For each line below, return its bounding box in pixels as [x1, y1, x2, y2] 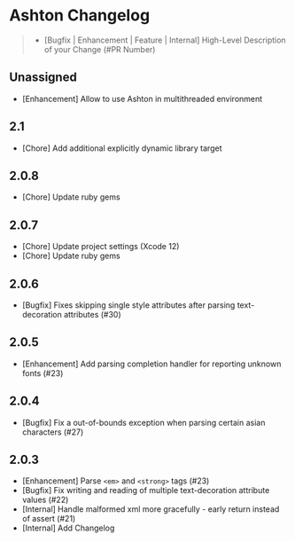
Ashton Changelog [9, 5, 151, 26]
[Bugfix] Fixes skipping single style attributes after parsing [21, 300, 236, 310]
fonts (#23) [21, 367, 64, 378]
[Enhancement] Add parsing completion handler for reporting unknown [21, 358, 282, 369]
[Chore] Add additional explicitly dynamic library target [21, 143, 222, 153]
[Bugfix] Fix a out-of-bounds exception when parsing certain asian [21, 417, 266, 428]
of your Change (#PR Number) [43, 43, 156, 54]
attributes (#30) [63, 310, 121, 319]
